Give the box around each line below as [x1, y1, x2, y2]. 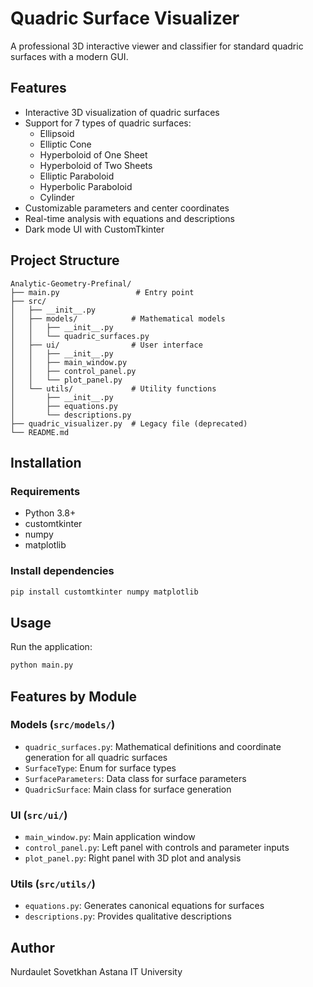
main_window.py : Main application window [24, 831, 196, 843]
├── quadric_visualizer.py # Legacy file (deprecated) [10, 418, 248, 429]
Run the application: [10, 641, 93, 653]
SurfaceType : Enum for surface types [24, 762, 177, 774]
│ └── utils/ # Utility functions [10, 383, 217, 394]
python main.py [10, 660, 74, 671]
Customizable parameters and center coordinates [24, 202, 230, 214]
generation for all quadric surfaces [24, 751, 168, 763]
